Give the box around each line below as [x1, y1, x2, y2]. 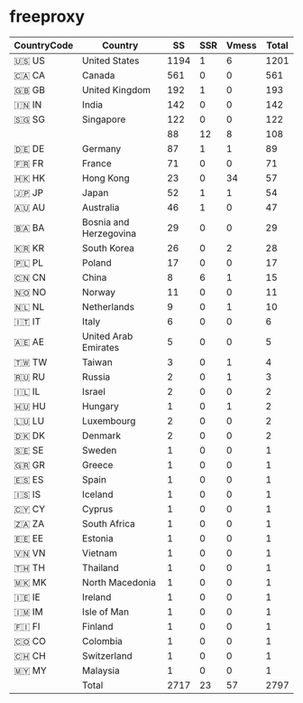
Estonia [82, 531, 115, 544]
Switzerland [82, 649, 133, 661]
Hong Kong [82, 172, 131, 184]
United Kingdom [82, 83, 151, 96]
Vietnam [82, 547, 118, 559]
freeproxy [9, 6, 86, 27]
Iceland [82, 488, 114, 501]
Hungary [82, 399, 119, 412]
